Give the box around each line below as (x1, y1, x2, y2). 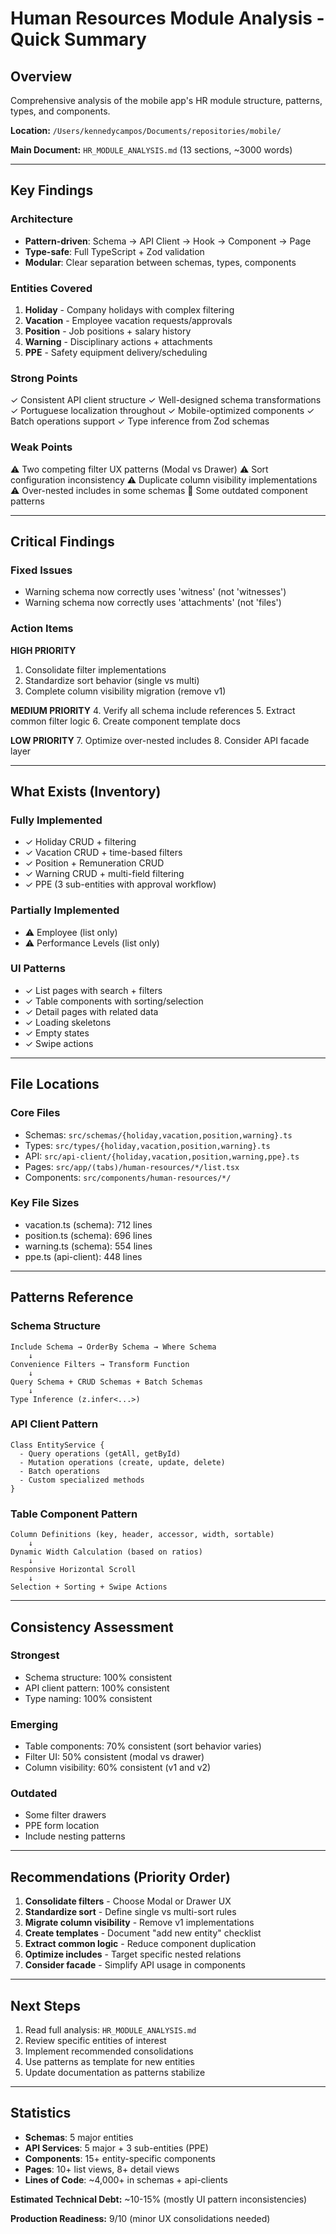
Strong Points (10, 371, 78, 385)
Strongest (10, 1648, 60, 1662)
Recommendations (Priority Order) (10, 1868, 231, 1886)
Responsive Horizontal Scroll (10, 1565, 137, 1575)
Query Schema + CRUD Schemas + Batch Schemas (10, 1377, 203, 1387)
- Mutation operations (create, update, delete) (19, 1457, 226, 1467)
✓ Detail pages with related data (24, 1005, 159, 1017)
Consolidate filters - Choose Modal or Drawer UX (24, 1895, 232, 1907)
